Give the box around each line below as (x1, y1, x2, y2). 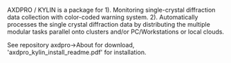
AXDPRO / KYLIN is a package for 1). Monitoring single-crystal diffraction (7, 6, 216, 14)
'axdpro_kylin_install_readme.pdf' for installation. (7, 48, 147, 56)
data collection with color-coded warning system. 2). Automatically (7, 13, 198, 21)
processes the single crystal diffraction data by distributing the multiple (7, 21, 211, 28)
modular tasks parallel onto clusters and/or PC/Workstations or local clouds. (7, 27, 225, 36)
